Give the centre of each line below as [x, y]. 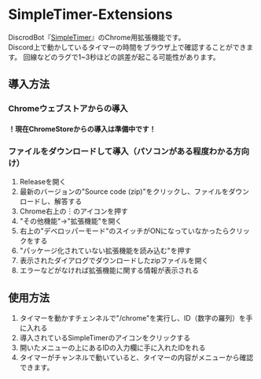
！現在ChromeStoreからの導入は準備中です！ [82, 128]
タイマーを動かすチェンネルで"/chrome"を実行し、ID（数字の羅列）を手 [136, 318]
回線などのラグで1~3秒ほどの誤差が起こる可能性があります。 [121, 57]
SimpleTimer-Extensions [90, 15]
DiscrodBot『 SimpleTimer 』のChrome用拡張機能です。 [97, 37]
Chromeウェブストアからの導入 [68, 109]
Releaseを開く [43, 182]
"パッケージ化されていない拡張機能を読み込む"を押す [105, 251]
